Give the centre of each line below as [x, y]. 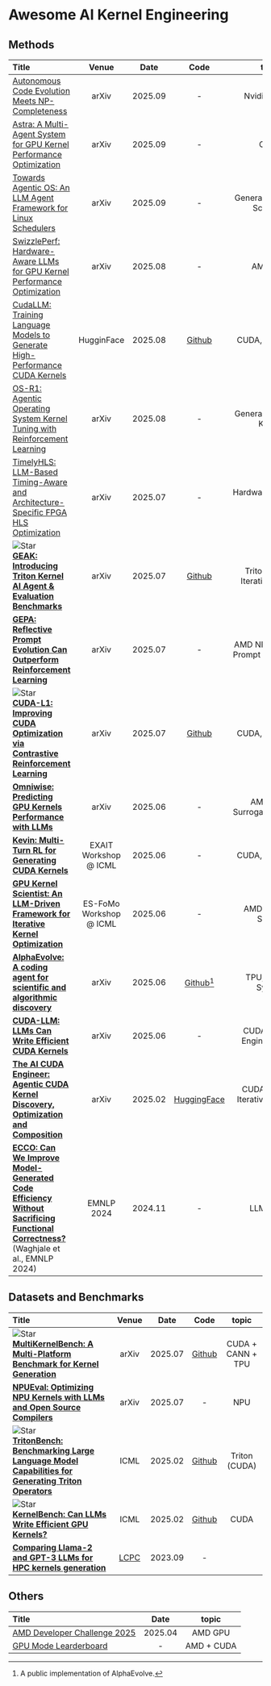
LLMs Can [32, 1031]
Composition [38, 1135]
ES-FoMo [102, 904]
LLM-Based [35, 472]
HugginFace [102, 340]
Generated [33, 1178]
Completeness [40, 111]
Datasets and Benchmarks [76, 1298]
